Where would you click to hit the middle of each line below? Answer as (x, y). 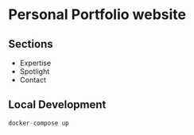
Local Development (57, 105)
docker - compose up (39, 123)
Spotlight (35, 71)
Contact (33, 80)
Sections (31, 44)
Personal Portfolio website (97, 15)
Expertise (35, 63)
